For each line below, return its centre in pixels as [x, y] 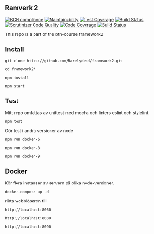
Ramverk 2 [22, 8]
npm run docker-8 [23, 148]
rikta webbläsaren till [26, 201]
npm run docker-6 [23, 140]
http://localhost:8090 [28, 227]
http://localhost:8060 [28, 210]
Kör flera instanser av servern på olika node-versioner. [60, 183]
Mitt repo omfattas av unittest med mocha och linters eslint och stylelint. [77, 113]
